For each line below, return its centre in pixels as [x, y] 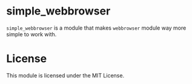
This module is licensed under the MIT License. [65, 75]
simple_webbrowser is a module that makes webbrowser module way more [96, 28]
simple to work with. [31, 34]
